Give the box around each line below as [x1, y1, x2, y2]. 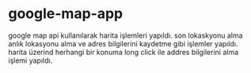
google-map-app [8, 5, 124, 23]
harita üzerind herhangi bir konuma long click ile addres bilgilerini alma [8, 47, 239, 57]
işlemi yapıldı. [8, 56, 53, 65]
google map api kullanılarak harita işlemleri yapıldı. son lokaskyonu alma [8, 31, 243, 40]
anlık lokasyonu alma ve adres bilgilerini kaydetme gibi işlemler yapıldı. [8, 38, 238, 48]
